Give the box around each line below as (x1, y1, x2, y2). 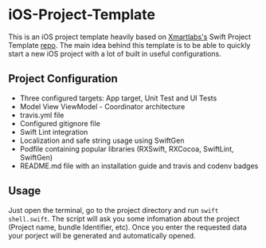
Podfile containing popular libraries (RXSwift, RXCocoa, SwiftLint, (19, 144, 234, 153)
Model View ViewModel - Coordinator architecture (19, 101, 186, 111)
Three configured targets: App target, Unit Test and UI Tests (19, 93, 217, 103)
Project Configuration (8, 72, 118, 85)
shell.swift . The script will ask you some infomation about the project (8, 214, 241, 223)
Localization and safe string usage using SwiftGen (19, 136, 185, 145)
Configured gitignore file (19, 118, 101, 128)
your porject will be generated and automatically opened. (8, 230, 197, 240)
